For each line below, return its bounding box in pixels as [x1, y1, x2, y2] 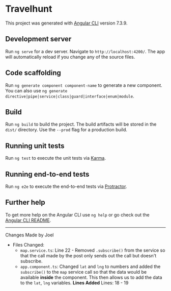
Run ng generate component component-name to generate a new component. [5, 82, 163, 88]
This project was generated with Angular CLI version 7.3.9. [5, 20, 128, 26]
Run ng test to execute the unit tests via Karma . [5, 155, 106, 161]
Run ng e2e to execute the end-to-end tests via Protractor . [5, 183, 127, 189]
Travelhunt [5, 3, 52, 15]
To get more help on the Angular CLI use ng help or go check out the [5, 211, 150, 217]
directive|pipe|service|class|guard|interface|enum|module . [5, 93, 134, 99]
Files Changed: [12, 241, 45, 248]
